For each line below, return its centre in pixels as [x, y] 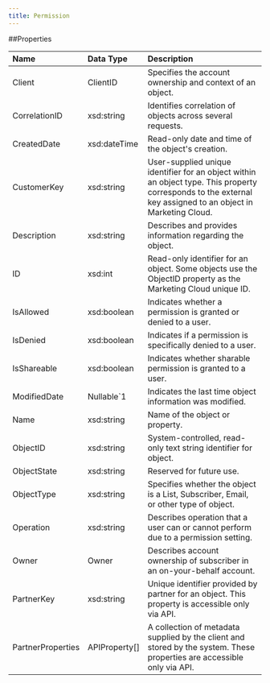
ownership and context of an [201, 82]
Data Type [107, 59]
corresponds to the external [200, 192]
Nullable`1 [107, 396]
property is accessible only [198, 603]
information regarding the [196, 235]
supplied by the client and [196, 637]
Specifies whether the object [202, 484]
